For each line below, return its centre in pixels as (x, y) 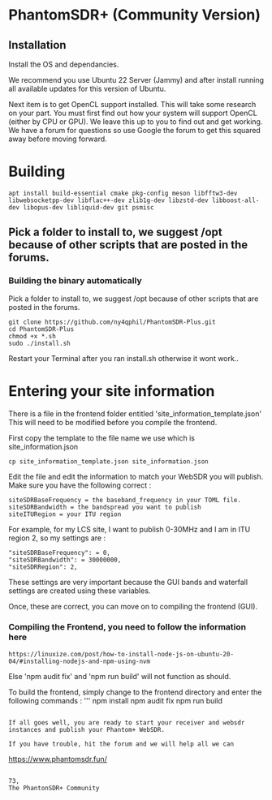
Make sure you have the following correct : (80, 485)
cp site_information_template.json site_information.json (108, 461)
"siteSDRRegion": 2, (43, 567)
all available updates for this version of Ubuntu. (87, 88)
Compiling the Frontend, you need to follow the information (127, 627)
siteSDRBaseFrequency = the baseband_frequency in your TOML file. (125, 500)
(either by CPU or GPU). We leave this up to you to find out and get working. (136, 122)
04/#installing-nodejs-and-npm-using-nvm (80, 661)
